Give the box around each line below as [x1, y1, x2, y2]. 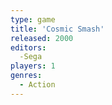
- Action [19, 80, 56, 90]
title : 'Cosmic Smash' [10, 24, 105, 34]
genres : [10, 71, 43, 81]
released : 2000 [10, 33, 74, 43]
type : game [10, 14, 56, 25]
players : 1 [10, 61, 56, 71]
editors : [10, 42, 47, 53]
